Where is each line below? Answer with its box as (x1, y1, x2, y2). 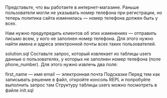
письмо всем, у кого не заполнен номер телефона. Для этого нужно (5, 35, 154, 41)
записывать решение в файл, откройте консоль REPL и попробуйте (5, 77, 151, 82)
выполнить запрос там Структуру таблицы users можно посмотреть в (5, 82, 157, 88)
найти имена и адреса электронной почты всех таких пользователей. (5, 41, 156, 47)
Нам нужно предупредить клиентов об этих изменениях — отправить (5, 30, 157, 36)
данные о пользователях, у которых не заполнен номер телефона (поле (5, 56, 161, 62)
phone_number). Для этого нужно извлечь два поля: (5, 62, 118, 67)
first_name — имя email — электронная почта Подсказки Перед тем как (5, 71, 160, 77)
